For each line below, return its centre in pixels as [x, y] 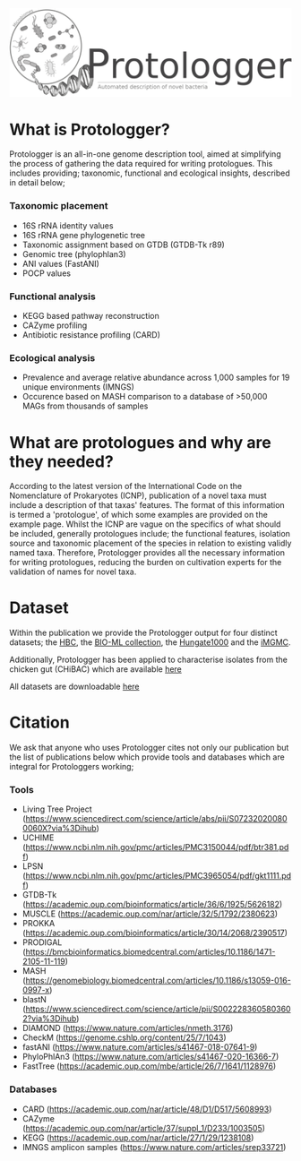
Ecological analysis [52, 357]
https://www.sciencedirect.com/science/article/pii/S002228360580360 [158, 1009]
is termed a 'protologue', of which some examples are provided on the [139, 515]
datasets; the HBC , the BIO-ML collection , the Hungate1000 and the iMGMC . [150, 642]
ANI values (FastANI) [61, 263]
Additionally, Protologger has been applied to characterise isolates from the [149, 660]
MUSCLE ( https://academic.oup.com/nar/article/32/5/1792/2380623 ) [150, 914]
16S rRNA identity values [68, 225]
